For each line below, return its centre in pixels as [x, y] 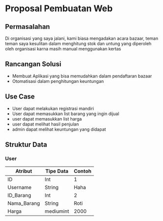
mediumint [57, 211]
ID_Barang [19, 196]
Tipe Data [57, 171]
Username [20, 188]
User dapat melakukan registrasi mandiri [53, 108]
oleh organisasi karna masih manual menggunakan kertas [63, 49]
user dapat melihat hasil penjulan [46, 124]
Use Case [20, 97]
